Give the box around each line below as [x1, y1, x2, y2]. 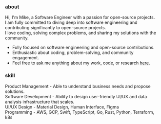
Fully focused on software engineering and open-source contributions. [12, 45, 155, 51]
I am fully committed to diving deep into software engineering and [5, 19, 138, 25]
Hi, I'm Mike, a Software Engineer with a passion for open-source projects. [5, 15, 155, 20]
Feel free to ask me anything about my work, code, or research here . [12, 60, 150, 66]
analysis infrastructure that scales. [5, 99, 75, 105]
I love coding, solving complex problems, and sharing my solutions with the [5, 30, 156, 36]
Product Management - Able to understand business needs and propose [5, 83, 151, 89]
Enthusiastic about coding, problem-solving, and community [12, 50, 134, 55]
